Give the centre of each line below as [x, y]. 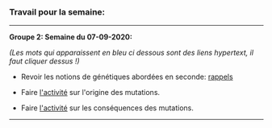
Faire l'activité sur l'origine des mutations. [90, 93]
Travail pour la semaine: [57, 12]
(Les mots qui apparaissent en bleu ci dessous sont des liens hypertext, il [131, 53]
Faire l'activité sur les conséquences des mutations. [107, 108]
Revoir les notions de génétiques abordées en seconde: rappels [127, 77]
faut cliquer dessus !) [44, 61]
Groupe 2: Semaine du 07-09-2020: [71, 37]
